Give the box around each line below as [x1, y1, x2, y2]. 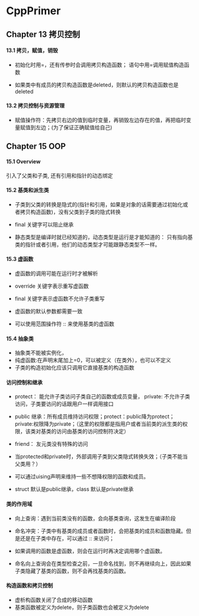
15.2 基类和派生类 [6, 187, 49, 194]
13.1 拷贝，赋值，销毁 [6, 47, 58, 54]
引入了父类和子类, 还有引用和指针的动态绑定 [6, 172, 113, 179]
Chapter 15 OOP [6, 141, 66, 152]
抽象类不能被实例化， [14, 349, 67, 356]
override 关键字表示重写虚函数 [14, 282, 89, 289]
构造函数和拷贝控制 [6, 582, 53, 589]
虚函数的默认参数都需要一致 [14, 307, 83, 315]
